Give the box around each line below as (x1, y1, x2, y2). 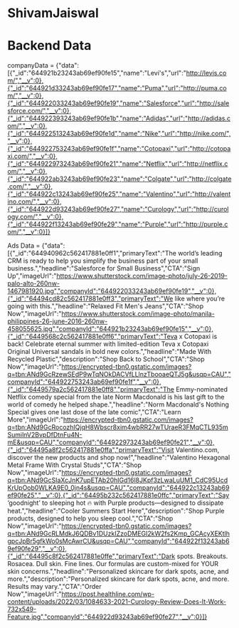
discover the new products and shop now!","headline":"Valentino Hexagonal (7, 454, 230, 462)
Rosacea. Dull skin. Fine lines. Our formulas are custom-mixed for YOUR (7, 560, 219, 568)
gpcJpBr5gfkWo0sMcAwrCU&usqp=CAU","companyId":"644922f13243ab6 (7, 537, 230, 545)
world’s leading (177, 249, 223, 258)
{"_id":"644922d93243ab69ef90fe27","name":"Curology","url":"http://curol (7, 205, 229, 214)
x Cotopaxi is (179, 333, 218, 341)
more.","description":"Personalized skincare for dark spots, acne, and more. (7, 575, 230, 583)
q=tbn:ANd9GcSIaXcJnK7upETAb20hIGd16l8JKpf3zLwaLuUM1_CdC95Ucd (7, 476, 228, 485)
